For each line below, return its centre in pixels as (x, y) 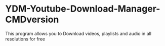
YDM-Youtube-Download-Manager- (83, 9)
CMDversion (32, 19)
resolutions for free (25, 39)
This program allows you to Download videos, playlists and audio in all (78, 33)
